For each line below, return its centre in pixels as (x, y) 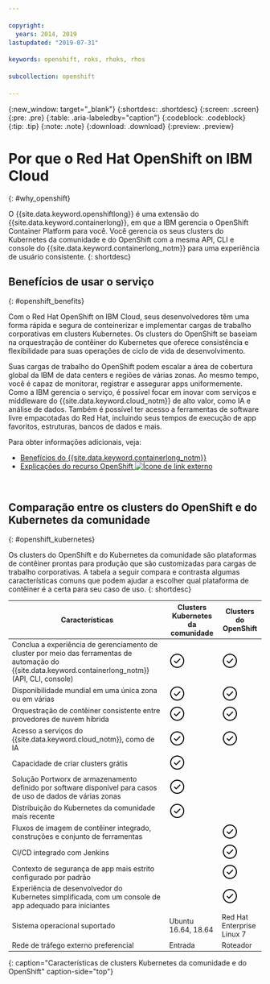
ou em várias (33, 699)
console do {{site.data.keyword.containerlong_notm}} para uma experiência (134, 248)
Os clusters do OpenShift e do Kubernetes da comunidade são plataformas (133, 555)
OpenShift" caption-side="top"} (61, 972)
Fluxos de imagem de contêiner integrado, (81, 828)
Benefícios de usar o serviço (81, 282)
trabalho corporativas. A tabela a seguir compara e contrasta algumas (124, 572)
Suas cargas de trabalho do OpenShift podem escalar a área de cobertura (131, 367)
